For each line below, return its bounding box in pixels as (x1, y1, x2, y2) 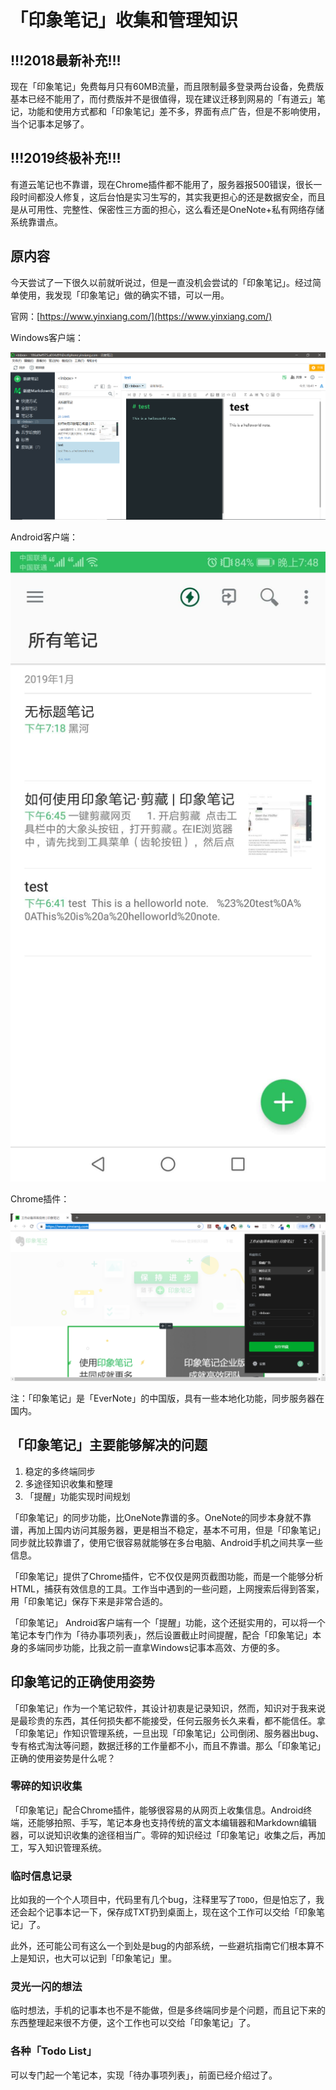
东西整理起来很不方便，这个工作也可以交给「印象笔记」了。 (10, 2017, 256, 2029)
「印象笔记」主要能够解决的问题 (10, 1437, 208, 1454)
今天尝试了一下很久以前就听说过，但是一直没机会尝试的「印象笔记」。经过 (10, 276, 313, 288)
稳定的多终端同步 (24, 1465, 96, 1477)
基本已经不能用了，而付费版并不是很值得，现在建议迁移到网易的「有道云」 (10, 93, 317, 105)
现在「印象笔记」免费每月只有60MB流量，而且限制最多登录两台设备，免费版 (10, 81, 325, 92)
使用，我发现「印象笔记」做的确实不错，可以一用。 (18, 289, 230, 301)
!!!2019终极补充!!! (10, 150, 122, 167)
